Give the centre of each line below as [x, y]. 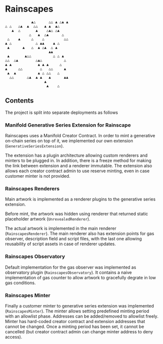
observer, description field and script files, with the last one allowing [73, 239]
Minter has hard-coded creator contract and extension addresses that [75, 321]
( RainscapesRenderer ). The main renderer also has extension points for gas [80, 234]
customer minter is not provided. [38, 176]
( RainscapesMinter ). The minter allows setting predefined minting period [77, 311]
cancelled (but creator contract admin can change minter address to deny [79, 331]
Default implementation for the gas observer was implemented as [71, 267]
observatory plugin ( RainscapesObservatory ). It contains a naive [69, 272]
